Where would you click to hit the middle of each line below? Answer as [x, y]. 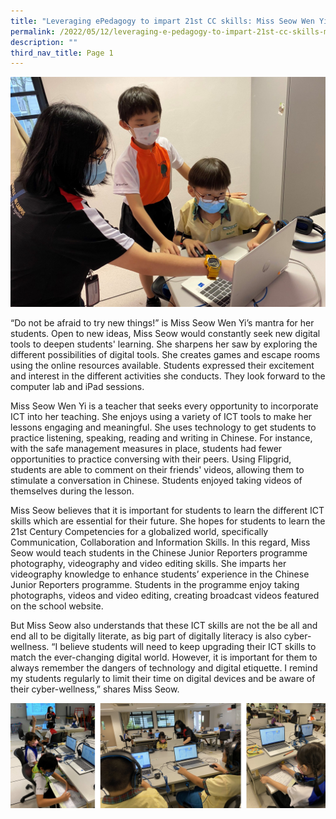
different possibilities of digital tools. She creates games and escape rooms [165, 354]
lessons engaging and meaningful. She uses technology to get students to [163, 427]
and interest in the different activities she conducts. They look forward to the [168, 376]
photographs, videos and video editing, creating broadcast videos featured [165, 595]
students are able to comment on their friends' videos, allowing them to [157, 469]
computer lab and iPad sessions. [77, 386]
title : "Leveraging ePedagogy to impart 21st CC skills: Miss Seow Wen [162, 21]
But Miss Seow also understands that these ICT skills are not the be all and [164, 625]
